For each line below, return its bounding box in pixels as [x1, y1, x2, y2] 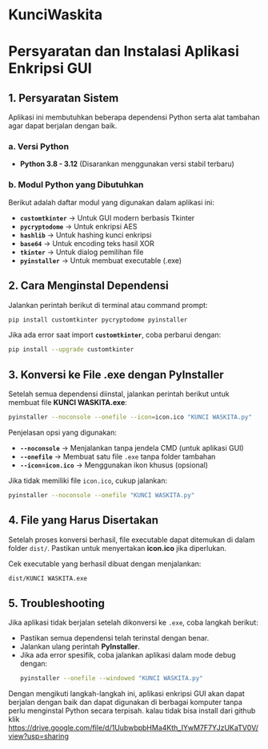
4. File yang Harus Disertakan [8, 513, 158, 527]
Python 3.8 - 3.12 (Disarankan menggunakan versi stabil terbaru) [19, 159, 234, 169]
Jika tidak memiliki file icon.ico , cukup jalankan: [8, 476, 168, 486]
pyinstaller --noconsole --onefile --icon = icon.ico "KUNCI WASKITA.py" [8, 413, 252, 422]
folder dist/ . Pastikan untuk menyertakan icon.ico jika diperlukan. [8, 543, 226, 553]
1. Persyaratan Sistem [8, 91, 119, 105]
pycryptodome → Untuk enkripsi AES [19, 221, 138, 231]
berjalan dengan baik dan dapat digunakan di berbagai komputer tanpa [8, 698, 242, 707]
